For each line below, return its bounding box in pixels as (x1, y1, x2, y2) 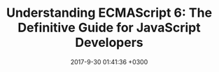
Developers (75, 35, 143, 50)
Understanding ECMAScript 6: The (6, 5, 213, 21)
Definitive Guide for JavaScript (17, 20, 201, 36)
